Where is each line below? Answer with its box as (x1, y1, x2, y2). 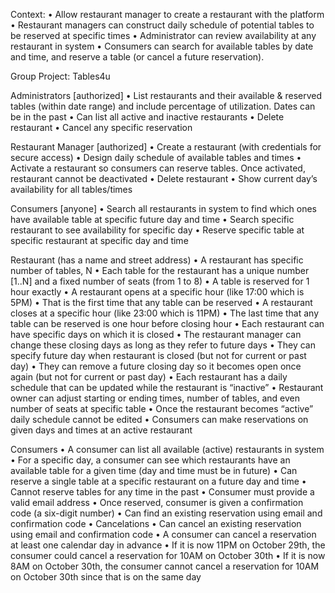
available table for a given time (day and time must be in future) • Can (10, 465, 298, 476)
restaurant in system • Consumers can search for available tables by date (10, 40, 314, 52)
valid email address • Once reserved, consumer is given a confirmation (10, 497, 304, 508)
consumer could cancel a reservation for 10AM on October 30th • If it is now (10, 550, 326, 561)
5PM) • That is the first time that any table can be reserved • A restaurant (10, 297, 313, 308)
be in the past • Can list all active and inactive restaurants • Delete (10, 111, 285, 123)
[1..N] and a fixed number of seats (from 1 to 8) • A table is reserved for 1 (10, 275, 310, 287)
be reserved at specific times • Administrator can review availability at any (10, 30, 317, 41)
